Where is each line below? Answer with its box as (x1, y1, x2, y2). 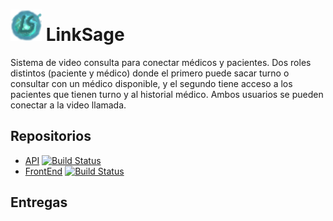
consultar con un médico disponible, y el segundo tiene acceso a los (10, 77, 293, 89)
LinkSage (45, 24, 125, 46)
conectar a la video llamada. (10, 99, 127, 111)
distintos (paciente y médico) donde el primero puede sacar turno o (10, 67, 290, 79)
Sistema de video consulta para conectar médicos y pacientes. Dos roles (10, 56, 312, 68)
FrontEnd (24, 165, 63, 177)
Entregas (10, 194, 68, 211)
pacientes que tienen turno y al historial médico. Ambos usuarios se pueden (10, 88, 324, 100)
